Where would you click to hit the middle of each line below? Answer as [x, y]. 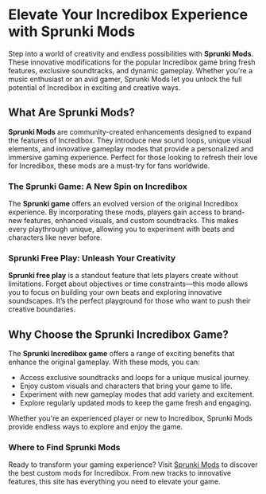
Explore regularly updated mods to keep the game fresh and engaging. [135, 403]
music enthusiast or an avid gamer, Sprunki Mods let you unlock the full [125, 79]
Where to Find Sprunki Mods [64, 448]
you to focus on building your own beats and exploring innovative [115, 292]
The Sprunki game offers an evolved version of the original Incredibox [123, 204]
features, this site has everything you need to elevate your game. [114, 482]
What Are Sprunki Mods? [71, 113]
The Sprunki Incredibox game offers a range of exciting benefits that [121, 354]
